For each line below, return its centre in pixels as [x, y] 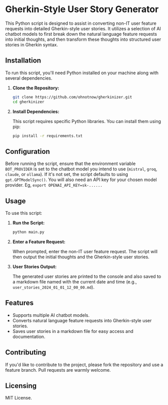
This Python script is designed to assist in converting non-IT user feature [81, 23]
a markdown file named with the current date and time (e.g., [75, 281]
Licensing [21, 386]
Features [19, 303]
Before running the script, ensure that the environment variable [70, 164]
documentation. [29, 336]
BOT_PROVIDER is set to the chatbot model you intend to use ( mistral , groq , [81, 169]
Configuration [28, 152]
